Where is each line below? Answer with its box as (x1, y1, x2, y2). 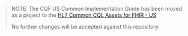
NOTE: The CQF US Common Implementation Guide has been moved (11, 5, 183, 12)
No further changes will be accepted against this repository (11, 23, 159, 30)
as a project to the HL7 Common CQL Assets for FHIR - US (11, 11, 157, 19)
